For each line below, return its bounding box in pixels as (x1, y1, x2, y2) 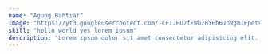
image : (8, 19, 30, 27)
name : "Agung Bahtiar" (8, 11, 84, 20)
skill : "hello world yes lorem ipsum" (8, 26, 137, 34)
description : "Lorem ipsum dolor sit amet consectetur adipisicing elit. (8, 33, 259, 42)
